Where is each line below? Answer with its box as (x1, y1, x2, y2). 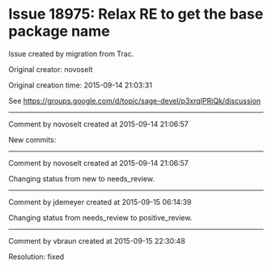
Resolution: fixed (8, 252, 65, 262)
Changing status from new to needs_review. (8, 173, 155, 183)
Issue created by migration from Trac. (8, 49, 134, 58)
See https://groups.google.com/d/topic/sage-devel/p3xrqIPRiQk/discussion (8, 96, 261, 105)
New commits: (8, 134, 57, 144)
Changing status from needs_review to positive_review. (8, 212, 193, 223)
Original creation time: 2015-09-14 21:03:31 (8, 80, 152, 90)
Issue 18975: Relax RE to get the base (8, 5, 264, 23)
